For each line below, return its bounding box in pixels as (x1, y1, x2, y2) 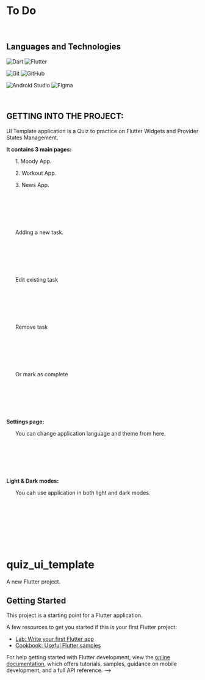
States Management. (6, 134, 59, 141)
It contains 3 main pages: (6, 145, 72, 153)
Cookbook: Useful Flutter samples (15, 642, 101, 649)
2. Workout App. (15, 169, 57, 177)
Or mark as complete (15, 370, 68, 378)
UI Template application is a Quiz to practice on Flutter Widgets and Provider (6, 127, 199, 134)
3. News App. (15, 181, 50, 188)
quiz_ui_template (6, 557, 95, 571)
